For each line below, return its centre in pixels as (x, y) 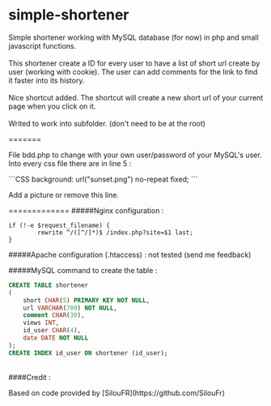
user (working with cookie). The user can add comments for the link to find (133, 71)
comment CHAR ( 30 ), (54, 315)
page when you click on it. (52, 106)
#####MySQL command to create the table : (83, 270)
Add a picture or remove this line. (64, 194)
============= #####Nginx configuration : (86, 210)
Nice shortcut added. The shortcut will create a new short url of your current (136, 97)
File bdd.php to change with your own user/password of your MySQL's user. (135, 155)
